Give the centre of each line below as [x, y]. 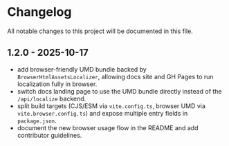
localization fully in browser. [57, 84]
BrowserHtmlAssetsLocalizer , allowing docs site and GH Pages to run [115, 76]
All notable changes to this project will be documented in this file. [100, 31]
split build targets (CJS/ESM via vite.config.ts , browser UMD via [111, 106]
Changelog [39, 12]
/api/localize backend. [52, 98]
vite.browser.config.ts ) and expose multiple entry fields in [102, 113]
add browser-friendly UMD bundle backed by [82, 69]
